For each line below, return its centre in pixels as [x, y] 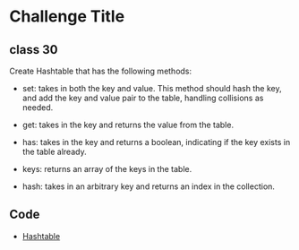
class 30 [34, 50]
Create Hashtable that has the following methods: [101, 71]
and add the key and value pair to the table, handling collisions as [143, 98]
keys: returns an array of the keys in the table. [107, 169]
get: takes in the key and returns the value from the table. [128, 125]
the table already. [54, 151]
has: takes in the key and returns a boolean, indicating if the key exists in [156, 142]
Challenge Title [67, 17]
